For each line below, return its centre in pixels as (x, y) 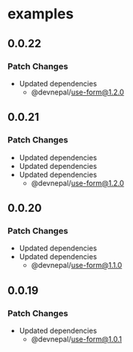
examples (40, 14)
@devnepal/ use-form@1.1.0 (77, 266)
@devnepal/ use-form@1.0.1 (76, 339)
